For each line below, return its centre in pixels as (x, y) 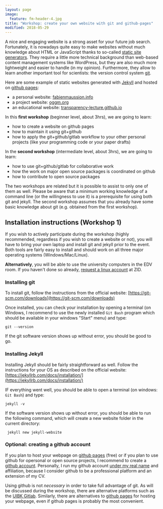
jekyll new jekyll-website (35, 432)
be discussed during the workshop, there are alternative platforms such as (80, 490)
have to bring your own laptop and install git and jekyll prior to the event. (78, 244)
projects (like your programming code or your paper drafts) (71, 142)
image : (12, 14)
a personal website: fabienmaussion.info (53, 97)
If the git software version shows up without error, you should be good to (78, 336)
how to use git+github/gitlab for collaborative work (63, 166)
